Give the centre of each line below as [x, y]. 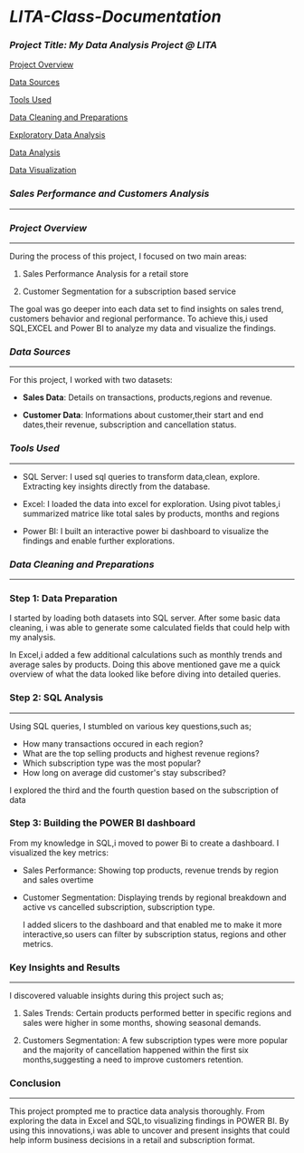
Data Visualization [43, 171]
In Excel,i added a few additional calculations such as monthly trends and [146, 655]
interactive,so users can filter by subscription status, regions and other [154, 934]
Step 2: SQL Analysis [57, 698]
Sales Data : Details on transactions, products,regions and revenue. [147, 397]
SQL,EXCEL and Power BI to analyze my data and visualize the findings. [143, 328]
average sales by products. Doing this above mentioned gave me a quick [145, 665]
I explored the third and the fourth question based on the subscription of [144, 790]
